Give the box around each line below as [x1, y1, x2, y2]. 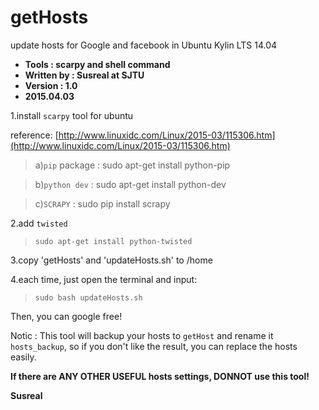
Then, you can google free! [10, 310, 123, 322]
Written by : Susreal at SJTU [24, 69, 145, 81]
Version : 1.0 [24, 79, 78, 91]
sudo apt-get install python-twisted [34, 236, 193, 246]
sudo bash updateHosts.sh [34, 292, 143, 303]
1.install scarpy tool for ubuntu [10, 109, 134, 121]
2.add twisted [10, 217, 68, 229]
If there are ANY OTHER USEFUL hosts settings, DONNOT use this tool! [10, 370, 310, 382]
